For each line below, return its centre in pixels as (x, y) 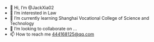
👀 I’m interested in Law (33, 13)
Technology (22, 23)
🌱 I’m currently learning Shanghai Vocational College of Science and (79, 18)
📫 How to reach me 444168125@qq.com (52, 34)
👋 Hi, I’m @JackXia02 (32, 8)
